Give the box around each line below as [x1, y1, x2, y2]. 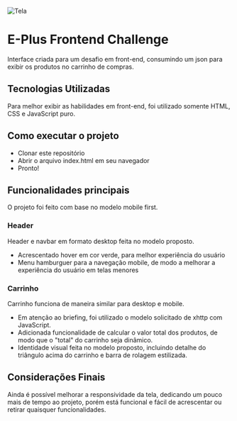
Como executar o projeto [7, 130, 119, 142]
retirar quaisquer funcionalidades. [7, 405, 106, 414]
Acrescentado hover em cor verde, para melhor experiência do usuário [17, 250, 226, 259]
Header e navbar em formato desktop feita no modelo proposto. [7, 237, 195, 245]
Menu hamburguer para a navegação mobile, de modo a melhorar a [17, 258, 216, 266]
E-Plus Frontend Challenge [7, 32, 169, 47]
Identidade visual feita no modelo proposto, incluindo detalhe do [17, 343, 206, 352]
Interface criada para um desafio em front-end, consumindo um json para [7, 55, 223, 63]
